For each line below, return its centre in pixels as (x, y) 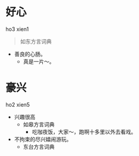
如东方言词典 (36, 41)
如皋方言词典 (39, 124)
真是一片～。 (39, 61)
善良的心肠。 (30, 54)
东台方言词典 (39, 146)
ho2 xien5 (18, 104)
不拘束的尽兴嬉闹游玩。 (43, 139)
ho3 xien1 (17, 29)
